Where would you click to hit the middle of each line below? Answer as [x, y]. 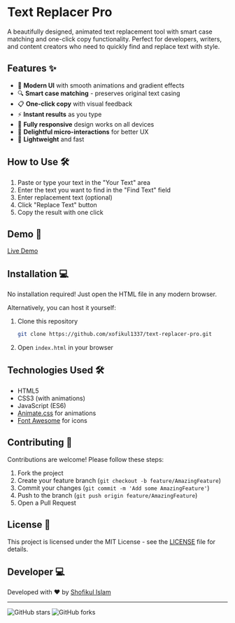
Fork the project [41, 472]
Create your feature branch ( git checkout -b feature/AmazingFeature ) [119, 480]
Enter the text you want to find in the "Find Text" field [94, 190]
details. [18, 549]
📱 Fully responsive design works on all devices [86, 124]
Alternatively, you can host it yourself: [62, 308]
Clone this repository [48, 321]
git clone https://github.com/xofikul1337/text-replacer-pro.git [114, 334]
